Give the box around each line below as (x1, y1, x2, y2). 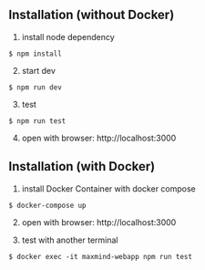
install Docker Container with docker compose (21, 182, 197, 194)
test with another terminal (21, 234, 118, 245)
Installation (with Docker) (8, 159, 156, 174)
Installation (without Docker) (8, 7, 175, 23)
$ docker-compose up (8, 201, 87, 210)
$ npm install (8, 49, 63, 58)
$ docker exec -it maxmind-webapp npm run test (8, 252, 193, 261)
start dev (21, 65, 56, 76)
